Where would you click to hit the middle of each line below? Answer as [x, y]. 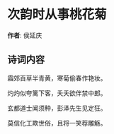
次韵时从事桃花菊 [57, 14]
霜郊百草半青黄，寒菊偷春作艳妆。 [57, 78]
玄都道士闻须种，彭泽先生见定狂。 [57, 108]
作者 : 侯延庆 [25, 35]
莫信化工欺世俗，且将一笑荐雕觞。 [57, 123]
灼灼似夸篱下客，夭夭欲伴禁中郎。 [57, 93]
